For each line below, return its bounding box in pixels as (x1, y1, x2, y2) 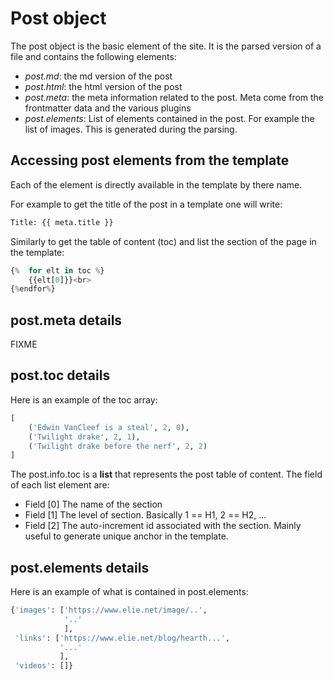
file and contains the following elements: (10, 50, 177, 62)
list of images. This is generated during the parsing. (24, 123, 238, 135)
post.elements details (10, 559, 150, 576)
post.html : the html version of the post (24, 80, 183, 92)
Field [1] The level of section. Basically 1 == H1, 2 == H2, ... (24, 509, 267, 521)
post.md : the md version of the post (24, 70, 173, 82)
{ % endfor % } (10, 284, 56, 294)
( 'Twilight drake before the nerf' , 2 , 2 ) (28, 441, 208, 451)
